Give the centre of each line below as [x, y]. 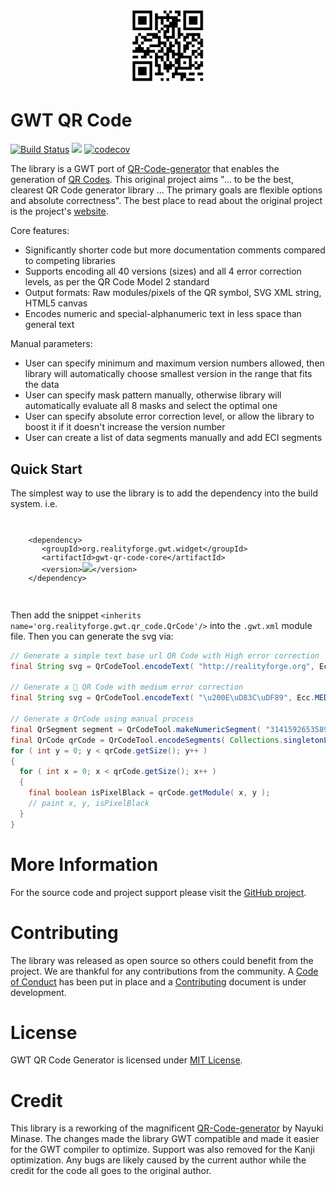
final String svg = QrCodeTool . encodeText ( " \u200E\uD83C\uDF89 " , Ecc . [162, 698]
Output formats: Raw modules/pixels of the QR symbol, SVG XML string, [173, 293]
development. [38, 992]
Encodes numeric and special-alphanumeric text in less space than [163, 314]
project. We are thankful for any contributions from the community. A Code [164, 971]
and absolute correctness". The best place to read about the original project [166, 201]
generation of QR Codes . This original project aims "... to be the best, [152, 180]
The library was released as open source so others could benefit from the [162, 960]
